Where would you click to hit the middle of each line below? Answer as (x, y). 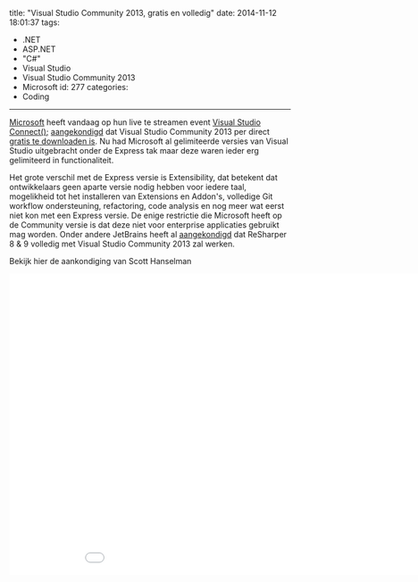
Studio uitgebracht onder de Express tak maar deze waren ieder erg (134, 150)
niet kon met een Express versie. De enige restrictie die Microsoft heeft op (146, 215)
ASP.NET (39, 49)
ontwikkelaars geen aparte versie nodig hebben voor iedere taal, (128, 187)
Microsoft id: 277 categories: (75, 87)
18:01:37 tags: (34, 22)
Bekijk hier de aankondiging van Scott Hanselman (100, 261)
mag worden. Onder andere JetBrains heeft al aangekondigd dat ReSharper (148, 234)
